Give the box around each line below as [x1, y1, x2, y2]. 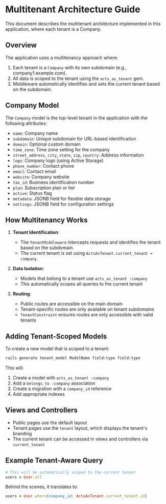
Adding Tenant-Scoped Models [5, 332, 107, 340]
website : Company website [12, 173, 70, 180]
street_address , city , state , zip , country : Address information [12, 152, 144, 158]
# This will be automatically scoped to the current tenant [5, 470, 136, 475]
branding [12, 430, 32, 436]
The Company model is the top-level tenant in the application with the [5, 114, 148, 121]
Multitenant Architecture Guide [5, 4, 140, 15]
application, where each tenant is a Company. [5, 26, 102, 32]
